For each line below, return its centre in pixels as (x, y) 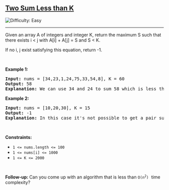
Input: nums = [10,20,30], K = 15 (48, 108)
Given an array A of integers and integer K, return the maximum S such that (83, 35)
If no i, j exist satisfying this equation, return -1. (54, 50)
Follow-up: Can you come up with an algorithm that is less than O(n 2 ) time (83, 177)
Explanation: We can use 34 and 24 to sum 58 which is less (81, 89)
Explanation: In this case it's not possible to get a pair (81, 118)
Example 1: (17, 69)
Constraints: (19, 137)
